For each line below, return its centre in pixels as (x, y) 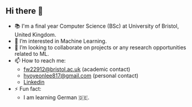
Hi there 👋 (24, 11)
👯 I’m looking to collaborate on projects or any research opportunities (100, 47)
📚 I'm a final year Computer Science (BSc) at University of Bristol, (97, 26)
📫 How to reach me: (40, 60)
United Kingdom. (35, 34)
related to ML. (32, 53)
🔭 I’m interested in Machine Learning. (60, 41)
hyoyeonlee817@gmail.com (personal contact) (81, 75)
